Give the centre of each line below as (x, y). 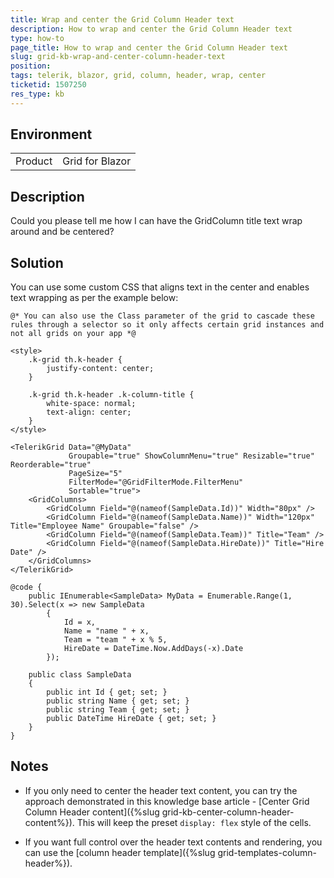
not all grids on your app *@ (73, 334)
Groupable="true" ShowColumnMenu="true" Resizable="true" (191, 456)
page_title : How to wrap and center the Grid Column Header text (149, 47)
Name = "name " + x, (106, 631)
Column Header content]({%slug (92, 812)
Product (34, 161)
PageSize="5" (95, 474)
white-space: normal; (91, 404)
